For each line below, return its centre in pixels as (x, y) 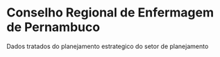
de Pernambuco (53, 27)
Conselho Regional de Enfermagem (110, 13)
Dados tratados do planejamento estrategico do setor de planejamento (108, 46)
